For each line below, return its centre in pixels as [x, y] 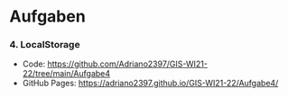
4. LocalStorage [45, 45]
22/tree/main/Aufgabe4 [66, 74]
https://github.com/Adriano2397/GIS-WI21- [127, 64]
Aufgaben [47, 17]
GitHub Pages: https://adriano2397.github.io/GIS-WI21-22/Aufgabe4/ [150, 84]
